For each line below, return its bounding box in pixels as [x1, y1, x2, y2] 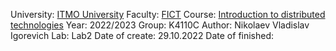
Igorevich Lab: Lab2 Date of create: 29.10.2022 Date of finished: [10, 30, 275, 41]
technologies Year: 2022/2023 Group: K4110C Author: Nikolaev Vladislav [10, 19, 310, 31]
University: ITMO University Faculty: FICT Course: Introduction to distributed [10, 9, 326, 20]
